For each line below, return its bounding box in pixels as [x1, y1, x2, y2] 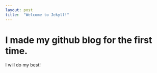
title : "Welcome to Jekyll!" [5, 12, 70, 17]
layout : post [5, 7, 33, 13]
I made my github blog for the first [5, 34, 152, 46]
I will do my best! [5, 62, 41, 68]
